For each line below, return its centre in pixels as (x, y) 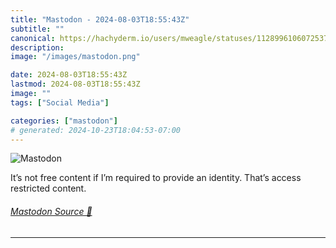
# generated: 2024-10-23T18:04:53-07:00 (96, 130)
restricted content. (48, 188)
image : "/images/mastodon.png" (75, 57)
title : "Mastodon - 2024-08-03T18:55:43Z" (100, 19)
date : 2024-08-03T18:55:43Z (69, 75)
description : (37, 47)
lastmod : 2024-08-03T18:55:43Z (75, 84)
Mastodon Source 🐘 (51, 211)
